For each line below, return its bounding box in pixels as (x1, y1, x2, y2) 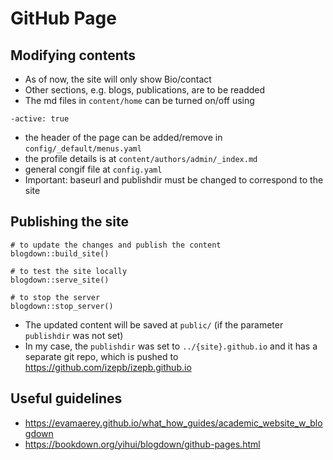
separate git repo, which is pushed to (24, 350, 179, 362)
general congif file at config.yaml (24, 163, 163, 175)
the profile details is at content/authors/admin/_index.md (24, 153, 258, 164)
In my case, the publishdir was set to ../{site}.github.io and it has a (24, 340, 318, 352)
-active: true (10, 114, 70, 124)
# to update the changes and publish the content (10, 240, 222, 250)
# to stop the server (10, 292, 101, 302)
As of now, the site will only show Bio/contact (24, 73, 212, 85)
